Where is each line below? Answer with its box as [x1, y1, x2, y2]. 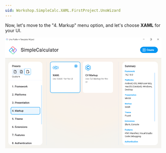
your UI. [5, 27, 21, 33]
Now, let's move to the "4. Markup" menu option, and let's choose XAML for [5, 22, 161, 28]
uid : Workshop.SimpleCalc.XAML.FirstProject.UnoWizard [5, 8, 121, 13]
